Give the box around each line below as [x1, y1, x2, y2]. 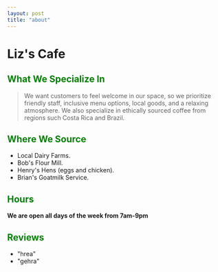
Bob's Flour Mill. [17, 159, 63, 167]
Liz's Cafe [7, 46, 66, 62]
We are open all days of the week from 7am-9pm [7, 212, 149, 220]
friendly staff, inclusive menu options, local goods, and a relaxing [23, 99, 208, 107]
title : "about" [7, 16, 51, 23]
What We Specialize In [7, 73, 105, 85]
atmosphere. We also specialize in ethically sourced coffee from [23, 106, 206, 114]
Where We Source [7, 133, 87, 145]
